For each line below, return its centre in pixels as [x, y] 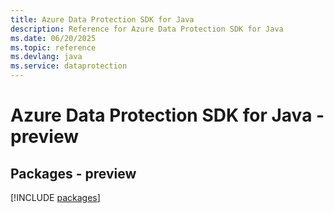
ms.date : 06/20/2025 [53, 38]
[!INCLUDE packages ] [55, 197]
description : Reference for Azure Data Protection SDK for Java [147, 29]
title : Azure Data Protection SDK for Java [102, 19]
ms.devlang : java [46, 57]
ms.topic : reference [53, 47]
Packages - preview [73, 173]
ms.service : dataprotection [69, 66]
